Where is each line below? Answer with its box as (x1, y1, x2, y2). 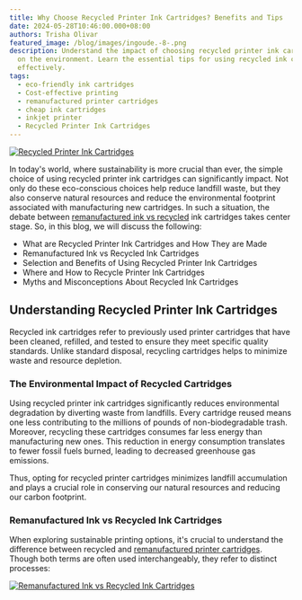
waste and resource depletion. (9, 355, 122, 366)
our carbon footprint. (9, 491, 87, 503)
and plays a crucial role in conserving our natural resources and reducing (9, 482, 280, 493)
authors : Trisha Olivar (9, 30, 99, 39)
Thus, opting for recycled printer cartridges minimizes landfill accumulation (9, 472, 288, 483)
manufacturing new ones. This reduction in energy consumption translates (9, 437, 286, 447)
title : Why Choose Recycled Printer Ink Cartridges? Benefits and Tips (9, 13, 283, 22)
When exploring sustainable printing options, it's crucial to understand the (9, 534, 284, 545)
